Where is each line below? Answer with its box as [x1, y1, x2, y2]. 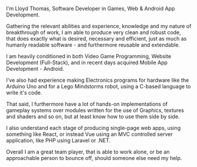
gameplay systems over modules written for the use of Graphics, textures [6, 107, 184, 113]
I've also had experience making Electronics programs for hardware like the [6, 76, 189, 83]
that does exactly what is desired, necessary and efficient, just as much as [6, 35, 187, 42]
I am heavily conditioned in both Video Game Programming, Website [6, 53, 172, 59]
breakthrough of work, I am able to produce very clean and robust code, [6, 29, 181, 36]
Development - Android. [6, 65, 65, 72]
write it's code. [6, 89, 42, 96]
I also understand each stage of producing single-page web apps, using [6, 125, 181, 131]
